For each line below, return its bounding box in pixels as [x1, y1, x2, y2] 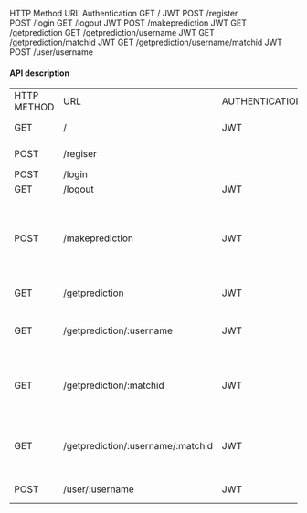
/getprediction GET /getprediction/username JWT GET [9, 27, 215, 37]
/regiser [63, 148, 98, 161]
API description [9, 68, 70, 79]
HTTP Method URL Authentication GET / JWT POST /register [9, 8, 238, 18]
